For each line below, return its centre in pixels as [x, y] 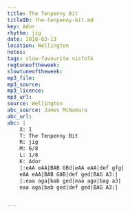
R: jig [29, 142]
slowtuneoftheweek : [35, 71]
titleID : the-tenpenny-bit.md [51, 20]
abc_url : [20, 116]
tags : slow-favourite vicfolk [51, 59]
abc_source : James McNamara [47, 110]
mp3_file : [21, 78]
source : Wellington [35, 104]
